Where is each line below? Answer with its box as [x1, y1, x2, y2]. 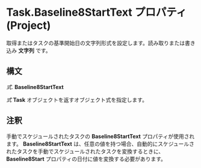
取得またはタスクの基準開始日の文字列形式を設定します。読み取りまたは [6, 39, 185, 46]
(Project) [6, 19, 51, 33]
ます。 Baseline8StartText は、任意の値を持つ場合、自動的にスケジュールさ [6, 140, 194, 148]
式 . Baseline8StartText [6, 83, 64, 90]
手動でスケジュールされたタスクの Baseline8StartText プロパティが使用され [6, 132, 195, 140]
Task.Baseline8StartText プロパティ [6, 5, 187, 19]
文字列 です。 [17, 46, 51, 54]
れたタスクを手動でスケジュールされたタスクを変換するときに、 [6, 148, 164, 155]
